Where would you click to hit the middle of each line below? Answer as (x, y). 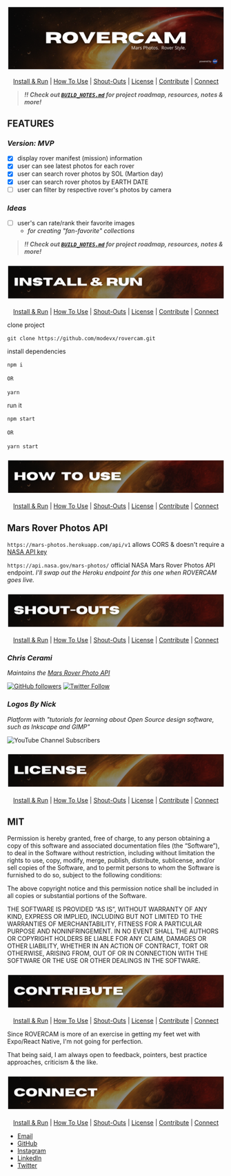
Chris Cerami (30, 657)
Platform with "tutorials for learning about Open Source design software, (111, 719)
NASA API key (27, 552)
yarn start (23, 447)
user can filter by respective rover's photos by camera (94, 189)
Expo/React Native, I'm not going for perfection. (75, 1042)
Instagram (31, 1150)
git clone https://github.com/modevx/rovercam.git (81, 339)
